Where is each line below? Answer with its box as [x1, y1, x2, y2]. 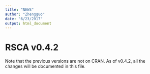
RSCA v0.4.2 [5, 42, 59, 53]
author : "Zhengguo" [5, 12, 45, 17]
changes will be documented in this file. [5, 63, 86, 69]
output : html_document [5, 21, 52, 26]
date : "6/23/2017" [5, 16, 43, 21]
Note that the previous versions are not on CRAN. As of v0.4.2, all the [5, 58, 146, 64]
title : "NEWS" [5, 7, 34, 12]
